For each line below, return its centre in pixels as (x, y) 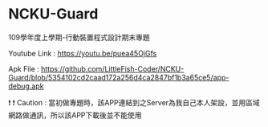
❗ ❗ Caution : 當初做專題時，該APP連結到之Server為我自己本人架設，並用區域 (134, 102)
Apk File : (24, 68)
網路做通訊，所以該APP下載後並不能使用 (75, 115)
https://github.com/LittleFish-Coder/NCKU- (112, 68)
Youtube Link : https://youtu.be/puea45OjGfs (83, 53)
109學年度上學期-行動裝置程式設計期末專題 (79, 37)
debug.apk (26, 86)
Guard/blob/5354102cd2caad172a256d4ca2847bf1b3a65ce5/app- (119, 77)
